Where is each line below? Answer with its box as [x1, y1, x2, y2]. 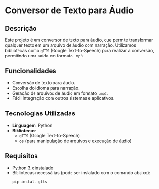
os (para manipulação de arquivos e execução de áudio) [19, 138, 132, 144]
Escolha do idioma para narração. [12, 85, 80, 91]
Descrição [5, 24, 37, 33]
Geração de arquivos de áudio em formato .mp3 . [12, 90, 108, 96]
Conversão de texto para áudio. [12, 79, 75, 85]
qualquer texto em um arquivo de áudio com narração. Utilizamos [5, 42, 136, 48]
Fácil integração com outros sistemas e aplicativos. [12, 95, 115, 101]
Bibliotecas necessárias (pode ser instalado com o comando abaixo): [12, 170, 151, 176]
